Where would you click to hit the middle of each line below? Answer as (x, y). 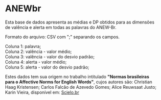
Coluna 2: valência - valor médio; (38, 51)
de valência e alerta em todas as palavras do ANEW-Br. (61, 27)
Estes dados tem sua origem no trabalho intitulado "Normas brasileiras (77, 76)
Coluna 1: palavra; (23, 46)
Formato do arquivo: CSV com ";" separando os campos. (62, 37)
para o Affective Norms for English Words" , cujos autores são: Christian (79, 82)
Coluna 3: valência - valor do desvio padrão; (50, 56)
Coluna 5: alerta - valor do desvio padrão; (47, 67)
